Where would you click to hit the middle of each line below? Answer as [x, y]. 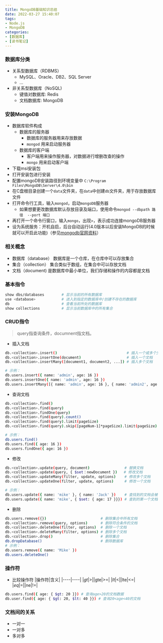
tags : [10, 19]
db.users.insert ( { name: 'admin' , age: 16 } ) [52, 375]
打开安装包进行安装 [31, 175]
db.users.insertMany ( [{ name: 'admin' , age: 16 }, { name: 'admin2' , [77, 384]
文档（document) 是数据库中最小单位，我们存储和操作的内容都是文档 [81, 270]
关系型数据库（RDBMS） [37, 71]
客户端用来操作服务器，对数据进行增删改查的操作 [75, 156]
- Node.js [15, 23]
